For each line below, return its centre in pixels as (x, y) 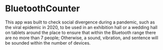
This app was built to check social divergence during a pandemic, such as (80, 22)
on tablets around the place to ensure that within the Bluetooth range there (81, 32)
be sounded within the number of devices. (48, 43)
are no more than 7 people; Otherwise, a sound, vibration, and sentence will (82, 38)
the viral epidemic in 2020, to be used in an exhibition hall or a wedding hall (81, 27)
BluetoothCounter (42, 9)
